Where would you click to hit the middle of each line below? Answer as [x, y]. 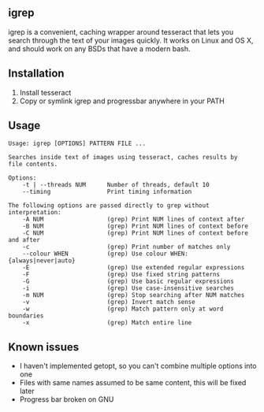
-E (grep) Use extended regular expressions [134, 268]
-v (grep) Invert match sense [109, 303]
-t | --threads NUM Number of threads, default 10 [116, 185]
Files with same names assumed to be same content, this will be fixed [133, 383]
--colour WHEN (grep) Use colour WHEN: [106, 254]
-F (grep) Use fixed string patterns [121, 275]
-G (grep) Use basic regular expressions [128, 282]
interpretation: [35, 213]
